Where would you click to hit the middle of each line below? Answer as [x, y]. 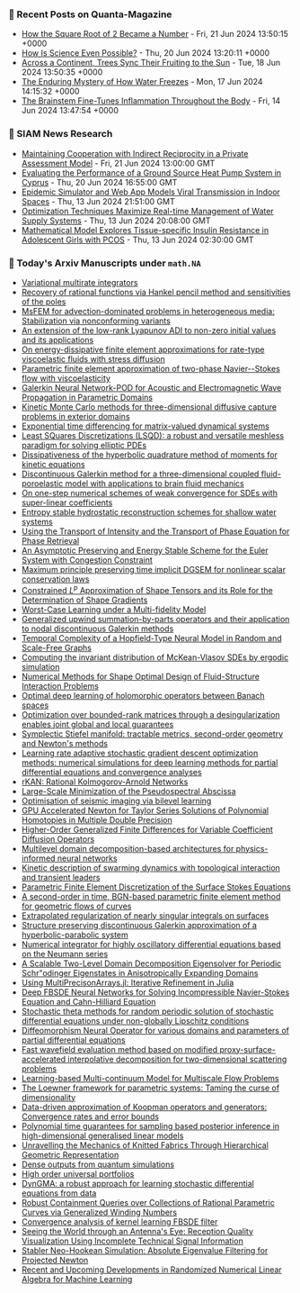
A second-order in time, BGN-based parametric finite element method [151, 896]
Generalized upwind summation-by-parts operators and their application [155, 619]
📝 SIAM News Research [61, 134]
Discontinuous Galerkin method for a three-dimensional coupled [140, 474]
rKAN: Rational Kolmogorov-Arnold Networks [105, 782]
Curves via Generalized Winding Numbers [99, 1212]
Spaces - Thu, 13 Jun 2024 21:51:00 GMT [98, 201]
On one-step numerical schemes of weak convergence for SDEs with [149, 493]
